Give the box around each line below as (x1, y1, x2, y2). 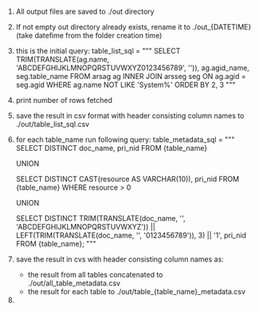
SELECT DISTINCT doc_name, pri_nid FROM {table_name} (15, 144, 208, 152)
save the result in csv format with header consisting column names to (15, 111, 245, 120)
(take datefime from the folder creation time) (15, 31, 163, 40)
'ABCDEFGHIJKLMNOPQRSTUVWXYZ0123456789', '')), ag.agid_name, (15, 63, 249, 73)
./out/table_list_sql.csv (15, 120, 90, 128)
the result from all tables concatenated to (27, 270, 163, 279)
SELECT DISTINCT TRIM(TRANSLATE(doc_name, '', (15, 214, 186, 222)
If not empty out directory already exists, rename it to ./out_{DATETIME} (15, 22, 252, 31)
